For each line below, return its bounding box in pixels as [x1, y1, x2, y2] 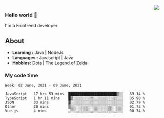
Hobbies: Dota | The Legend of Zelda [12, 60, 88, 66]
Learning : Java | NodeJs [12, 50, 64, 55]
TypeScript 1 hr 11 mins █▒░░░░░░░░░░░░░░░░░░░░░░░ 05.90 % [5, 96, 145, 101]
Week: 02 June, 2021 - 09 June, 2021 [5, 83, 82, 88]
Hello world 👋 [5, 12, 38, 18]
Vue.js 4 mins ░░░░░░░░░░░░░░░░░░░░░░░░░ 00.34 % [5, 109, 145, 114]
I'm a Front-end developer [5, 23, 58, 29]
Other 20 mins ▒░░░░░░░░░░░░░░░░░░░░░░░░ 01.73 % [5, 104, 145, 109]
